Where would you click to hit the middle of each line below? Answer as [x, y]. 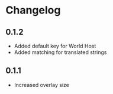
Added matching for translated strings [60, 52]
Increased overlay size [41, 85]
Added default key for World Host [55, 46]
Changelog [33, 10]
